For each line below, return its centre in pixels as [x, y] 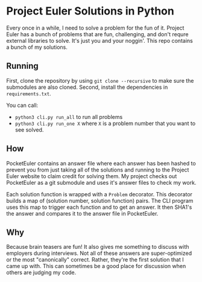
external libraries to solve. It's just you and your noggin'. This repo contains [99, 40]
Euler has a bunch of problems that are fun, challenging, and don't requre [97, 34]
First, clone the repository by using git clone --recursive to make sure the [100, 80]
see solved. [29, 130]
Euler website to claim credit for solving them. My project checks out [92, 176]
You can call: [22, 105]
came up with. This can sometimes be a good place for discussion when [96, 266]
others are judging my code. [41, 272]
